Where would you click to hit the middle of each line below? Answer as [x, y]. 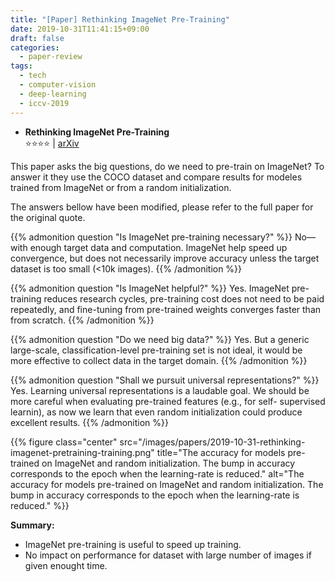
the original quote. [48, 217]
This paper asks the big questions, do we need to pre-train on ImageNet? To [167, 166]
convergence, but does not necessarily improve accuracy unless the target [165, 258]
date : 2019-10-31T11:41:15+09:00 [80, 29]
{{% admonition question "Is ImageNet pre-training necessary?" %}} [151, 237]
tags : [21, 66]
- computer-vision [58, 85]
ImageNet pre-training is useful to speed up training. [133, 544]
